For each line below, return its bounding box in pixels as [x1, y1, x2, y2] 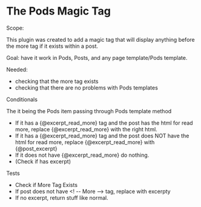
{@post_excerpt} [15, 145, 58, 152]
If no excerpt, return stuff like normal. [15, 194, 108, 201]
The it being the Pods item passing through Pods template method [6, 107, 172, 114]
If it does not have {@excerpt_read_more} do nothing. [15, 151, 150, 159]
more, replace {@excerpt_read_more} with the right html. [15, 125, 157, 133]
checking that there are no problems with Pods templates [15, 84, 159, 91]
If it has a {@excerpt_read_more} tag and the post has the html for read [15, 119, 193, 126]
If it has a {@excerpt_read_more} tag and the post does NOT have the [15, 132, 189, 139]
